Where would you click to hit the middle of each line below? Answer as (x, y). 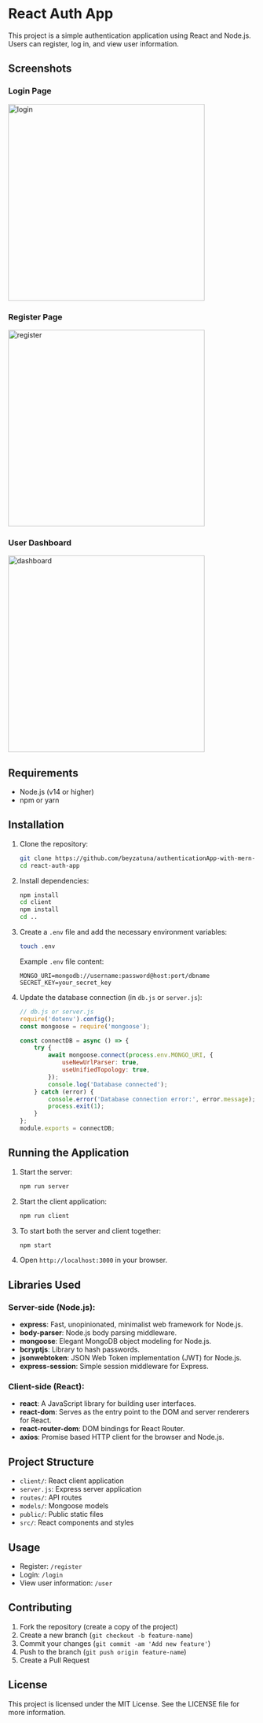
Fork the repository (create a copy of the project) (99, 1626)
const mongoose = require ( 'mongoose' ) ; (85, 1026)
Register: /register (51, 1566)
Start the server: (46, 1171)
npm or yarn (39, 800)
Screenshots (40, 69)
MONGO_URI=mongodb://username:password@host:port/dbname (115, 976)
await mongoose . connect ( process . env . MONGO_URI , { (131, 1055)
